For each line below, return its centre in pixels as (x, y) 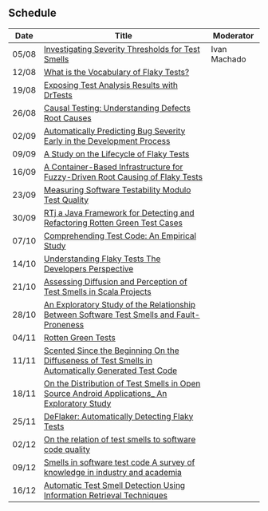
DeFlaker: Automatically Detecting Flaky (118, 416)
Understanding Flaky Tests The (102, 259)
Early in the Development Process (107, 141)
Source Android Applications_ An (105, 393)
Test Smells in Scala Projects (97, 291)
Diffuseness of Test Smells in (98, 360)
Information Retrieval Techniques (105, 495)
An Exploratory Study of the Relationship (120, 304)
